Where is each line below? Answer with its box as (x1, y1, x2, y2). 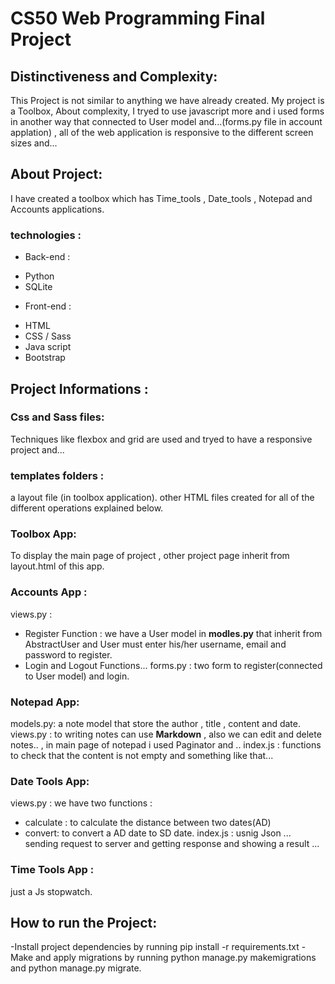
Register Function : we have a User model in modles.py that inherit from (24, 627, 323, 639)
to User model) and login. (24, 670, 130, 682)
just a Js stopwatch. (10, 885, 93, 897)
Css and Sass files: (10, 410, 105, 424)
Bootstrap (24, 352, 66, 364)
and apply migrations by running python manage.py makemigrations (34, 952, 317, 964)
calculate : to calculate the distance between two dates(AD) (24, 817, 272, 829)
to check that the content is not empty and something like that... (10, 749, 274, 761)
